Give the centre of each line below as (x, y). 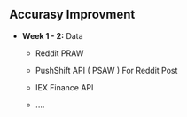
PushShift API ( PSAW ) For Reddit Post (106, 70)
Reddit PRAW (59, 53)
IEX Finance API (64, 87)
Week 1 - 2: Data (52, 35)
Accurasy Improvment (72, 15)
